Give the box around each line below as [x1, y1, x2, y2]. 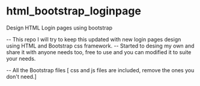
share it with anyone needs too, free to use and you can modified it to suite [6, 48, 192, 55]
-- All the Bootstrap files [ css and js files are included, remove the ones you [6, 66, 195, 73]
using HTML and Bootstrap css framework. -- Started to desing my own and [6, 42, 195, 49]
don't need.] [6, 73, 37, 80]
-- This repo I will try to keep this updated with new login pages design [6, 35, 181, 43]
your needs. [6, 55, 36, 62]
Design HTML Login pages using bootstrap [6, 24, 113, 31]
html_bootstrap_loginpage [6, 4, 141, 18]
